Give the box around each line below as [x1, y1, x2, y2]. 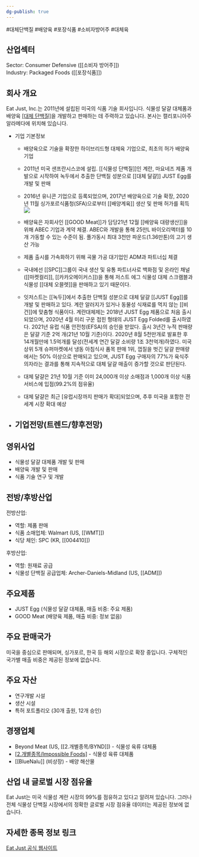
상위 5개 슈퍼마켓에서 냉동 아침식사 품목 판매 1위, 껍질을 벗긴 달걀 [23, 346, 174, 353]
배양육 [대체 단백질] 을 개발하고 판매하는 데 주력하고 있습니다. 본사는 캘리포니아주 [6, 112, 192, 119]
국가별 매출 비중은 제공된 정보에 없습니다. [6, 656, 101, 663]
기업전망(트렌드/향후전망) [14, 419, 103, 429]
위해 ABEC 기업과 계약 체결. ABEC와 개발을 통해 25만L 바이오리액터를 [23, 226, 185, 233]
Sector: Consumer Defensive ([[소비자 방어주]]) [6, 62, 120, 69]
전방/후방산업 [6, 492, 53, 502]
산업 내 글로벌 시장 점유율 [6, 776, 93, 787]
